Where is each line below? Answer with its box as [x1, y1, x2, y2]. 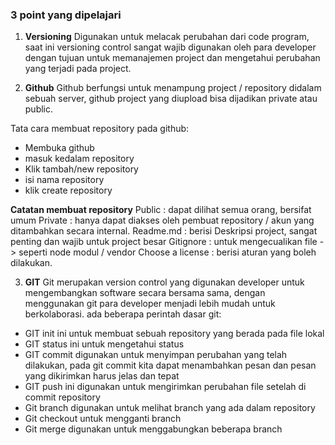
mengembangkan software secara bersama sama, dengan [24, 287, 266, 299]
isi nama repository [24, 174, 105, 186]
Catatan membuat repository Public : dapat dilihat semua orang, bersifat [10, 204, 312, 216]
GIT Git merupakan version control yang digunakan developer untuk [24, 276, 305, 288]
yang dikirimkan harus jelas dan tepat [24, 370, 180, 382]
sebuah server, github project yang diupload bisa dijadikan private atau [24, 93, 318, 105]
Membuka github [24, 142, 95, 154]
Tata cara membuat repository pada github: [10, 123, 190, 135]
